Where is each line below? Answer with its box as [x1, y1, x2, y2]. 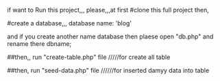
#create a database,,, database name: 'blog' [7, 19, 132, 27]
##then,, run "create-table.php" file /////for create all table [7, 53, 171, 61]
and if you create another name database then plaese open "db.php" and [7, 32, 214, 40]
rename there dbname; [7, 40, 72, 47]
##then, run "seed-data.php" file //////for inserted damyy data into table [7, 67, 210, 74]
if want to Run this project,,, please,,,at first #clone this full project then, [7, 6, 209, 14]
